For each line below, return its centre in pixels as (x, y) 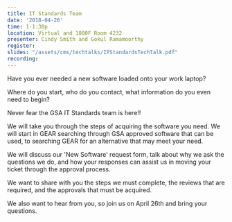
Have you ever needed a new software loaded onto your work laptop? (107, 78)
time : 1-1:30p (28, 26)
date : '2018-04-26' (35, 20)
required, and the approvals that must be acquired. (80, 190)
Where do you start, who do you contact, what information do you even (109, 92)
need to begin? (29, 99)
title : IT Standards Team (44, 14)
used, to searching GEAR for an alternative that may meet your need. (105, 141)
